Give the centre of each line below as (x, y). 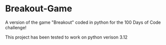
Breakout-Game (39, 9)
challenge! (16, 27)
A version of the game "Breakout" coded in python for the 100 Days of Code (83, 22)
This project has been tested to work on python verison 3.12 (66, 37)
